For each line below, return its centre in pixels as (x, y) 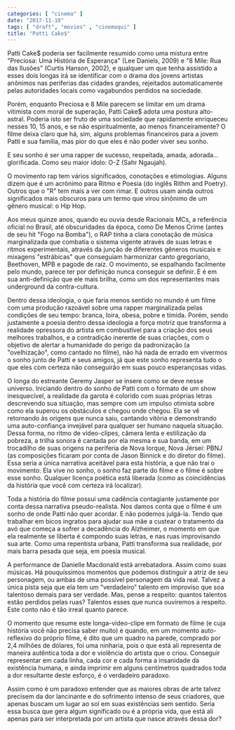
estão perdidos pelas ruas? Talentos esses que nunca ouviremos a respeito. (117, 602)
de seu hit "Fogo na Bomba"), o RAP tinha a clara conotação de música (110, 234)
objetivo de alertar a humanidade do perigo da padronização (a (99, 345)
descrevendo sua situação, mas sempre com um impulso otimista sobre (111, 404)
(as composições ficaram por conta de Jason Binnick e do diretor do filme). (116, 456)
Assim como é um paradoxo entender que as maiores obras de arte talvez (114, 689)
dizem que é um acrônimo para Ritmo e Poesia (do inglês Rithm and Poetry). (117, 184)
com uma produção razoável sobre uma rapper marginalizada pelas (105, 308)
